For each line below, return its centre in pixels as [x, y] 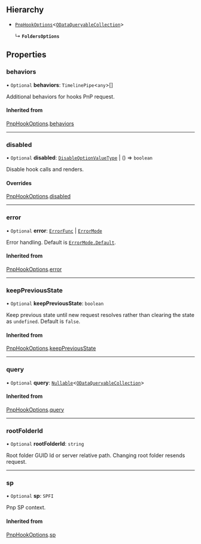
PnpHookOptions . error [34, 269]
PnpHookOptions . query [35, 409]
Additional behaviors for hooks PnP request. [60, 96]
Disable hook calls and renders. [45, 169]
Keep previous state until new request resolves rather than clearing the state [100, 315]
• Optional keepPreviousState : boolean [55, 303]
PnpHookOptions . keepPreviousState [51, 348]
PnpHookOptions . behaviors [40, 123]
